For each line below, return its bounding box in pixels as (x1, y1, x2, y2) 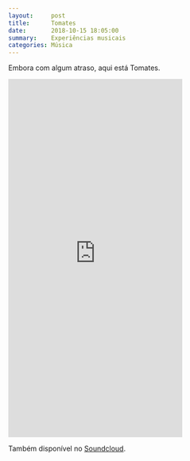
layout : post (8, 11, 66, 20)
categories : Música (8, 41, 73, 49)
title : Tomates (8, 19, 77, 27)
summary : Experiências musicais (8, 33, 126, 42)
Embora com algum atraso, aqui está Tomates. (8, 63, 161, 72)
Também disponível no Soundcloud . (8, 443, 126, 454)
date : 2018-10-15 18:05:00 (8, 26, 119, 34)
